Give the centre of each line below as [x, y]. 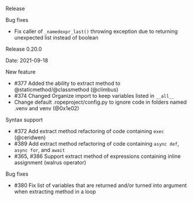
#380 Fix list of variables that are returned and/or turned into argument [100, 185]
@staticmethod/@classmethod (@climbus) [66, 90]
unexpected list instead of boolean [56, 37]
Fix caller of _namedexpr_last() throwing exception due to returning [96, 31]
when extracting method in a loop [55, 192]
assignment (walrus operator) [50, 162]
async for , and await [40, 150]
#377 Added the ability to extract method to [67, 83]
